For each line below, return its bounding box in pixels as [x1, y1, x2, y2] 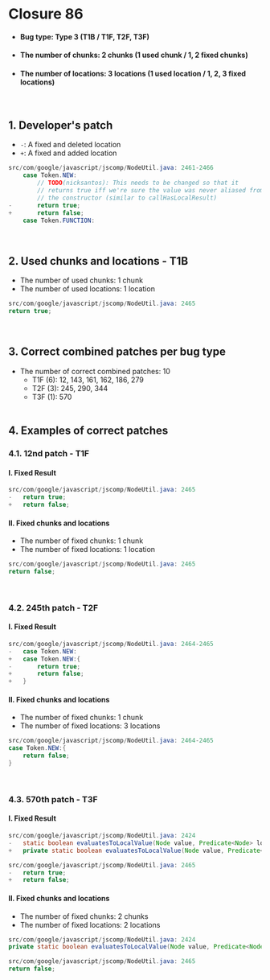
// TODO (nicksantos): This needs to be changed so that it [37, 179, 239, 187]
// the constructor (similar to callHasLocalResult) [37, 194, 218, 202]
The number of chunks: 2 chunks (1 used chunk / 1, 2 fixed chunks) [19, 50, 248, 60]
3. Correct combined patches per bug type [8, 345, 227, 359]
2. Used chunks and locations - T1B [8, 254, 189, 268]
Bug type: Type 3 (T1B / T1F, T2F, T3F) [19, 31, 150, 41]
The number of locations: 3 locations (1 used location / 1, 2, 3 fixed [19, 68, 247, 78]
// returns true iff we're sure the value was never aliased [37, 187, 247, 195]
